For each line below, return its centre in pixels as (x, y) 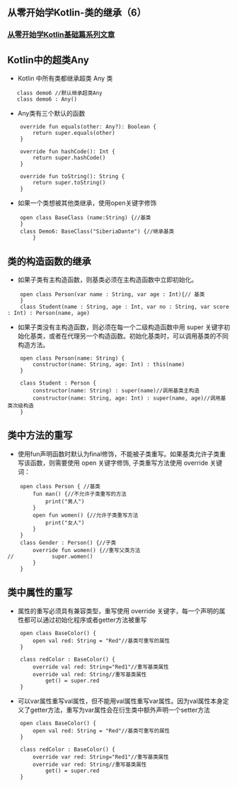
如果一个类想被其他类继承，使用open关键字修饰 (87, 203)
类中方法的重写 (40, 435)
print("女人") (65, 523)
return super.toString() (69, 183)
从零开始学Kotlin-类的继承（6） (77, 13)
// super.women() (50, 556)
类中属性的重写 (40, 592)
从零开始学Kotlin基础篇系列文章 (61, 35)
